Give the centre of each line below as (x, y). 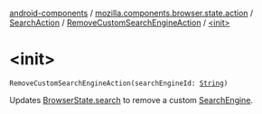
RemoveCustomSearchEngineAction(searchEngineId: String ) (119, 83)
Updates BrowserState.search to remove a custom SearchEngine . (131, 100)
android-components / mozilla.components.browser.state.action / (131, 13)
